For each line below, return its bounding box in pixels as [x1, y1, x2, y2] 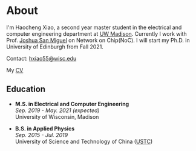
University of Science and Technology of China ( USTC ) [15, 138, 153, 145]
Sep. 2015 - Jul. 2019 [15, 131, 68, 138]
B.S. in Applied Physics [15, 125, 75, 132]
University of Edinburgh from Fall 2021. [6, 43, 104, 50]
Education [6, 84, 46, 95]
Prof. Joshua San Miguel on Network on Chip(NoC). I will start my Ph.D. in [6, 36, 190, 44]
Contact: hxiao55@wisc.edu [6, 55, 77, 62]
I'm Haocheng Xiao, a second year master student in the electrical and [6, 24, 182, 31]
